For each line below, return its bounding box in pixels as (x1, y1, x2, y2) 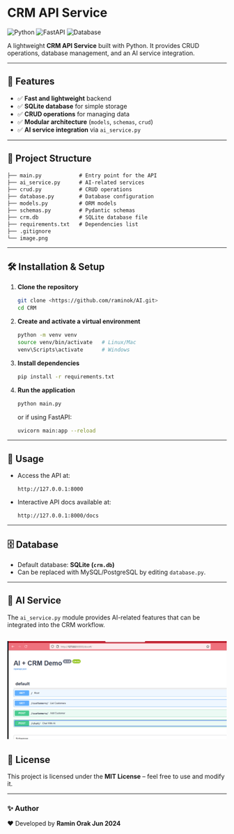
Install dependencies (17, 359, 80, 367)
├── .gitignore (7, 228, 52, 235)
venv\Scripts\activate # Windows (17, 346, 130, 353)
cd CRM (17, 304, 37, 311)
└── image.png (7, 235, 49, 242)
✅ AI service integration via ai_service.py (17, 125, 141, 134)
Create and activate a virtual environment (17, 317, 141, 325)
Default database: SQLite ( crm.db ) (17, 561, 115, 569)
